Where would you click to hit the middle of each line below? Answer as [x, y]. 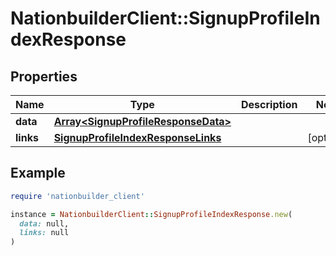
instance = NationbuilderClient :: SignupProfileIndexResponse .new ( [151, 214]
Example [38, 173]
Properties [44, 76]
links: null [44, 233]
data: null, [44, 223]
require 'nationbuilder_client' [77, 196]
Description [269, 104]
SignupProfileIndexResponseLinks [137, 137]
